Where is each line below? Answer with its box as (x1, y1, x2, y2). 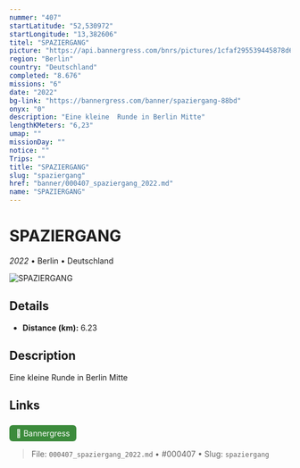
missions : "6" (9, 79, 62, 88)
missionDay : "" (9, 138, 66, 146)
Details (9, 298, 49, 313)
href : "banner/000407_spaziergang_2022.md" (9, 180, 174, 188)
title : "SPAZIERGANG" (9, 163, 90, 171)
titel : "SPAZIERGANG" (9, 38, 90, 47)
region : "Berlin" (9, 54, 74, 63)
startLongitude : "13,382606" (9, 29, 118, 38)
